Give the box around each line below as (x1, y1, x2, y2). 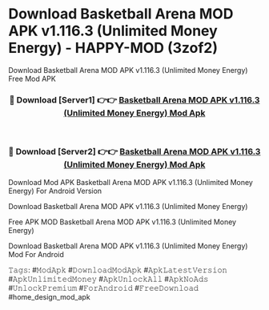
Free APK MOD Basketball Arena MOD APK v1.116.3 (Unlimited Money (8, 217, 237, 227)
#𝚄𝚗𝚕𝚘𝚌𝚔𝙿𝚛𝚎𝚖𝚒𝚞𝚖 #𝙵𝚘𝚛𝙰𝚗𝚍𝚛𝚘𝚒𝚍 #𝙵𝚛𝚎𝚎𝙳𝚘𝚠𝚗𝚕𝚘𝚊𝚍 (8, 283, 199, 292)
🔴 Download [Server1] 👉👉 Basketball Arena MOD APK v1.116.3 (9, 94, 260, 105)
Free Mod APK (8, 74, 56, 83)
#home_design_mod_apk (8, 292, 90, 301)
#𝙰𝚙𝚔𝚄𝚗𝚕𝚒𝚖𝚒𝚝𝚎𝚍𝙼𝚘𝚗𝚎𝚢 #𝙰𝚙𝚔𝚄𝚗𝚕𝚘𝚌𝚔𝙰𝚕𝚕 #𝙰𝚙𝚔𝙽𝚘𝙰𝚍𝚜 (8, 274, 209, 284)
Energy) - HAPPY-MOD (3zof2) (8, 39, 219, 57)
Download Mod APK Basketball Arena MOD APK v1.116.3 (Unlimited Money (8, 177, 254, 187)
